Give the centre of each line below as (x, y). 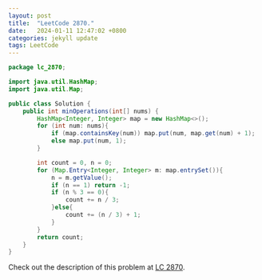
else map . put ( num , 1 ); (89, 141)
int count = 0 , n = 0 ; (75, 162)
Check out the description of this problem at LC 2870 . (97, 267)
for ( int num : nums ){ (73, 126)
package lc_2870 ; (37, 68)
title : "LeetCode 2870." (51, 23)
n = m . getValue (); (81, 178)
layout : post (30, 16)
